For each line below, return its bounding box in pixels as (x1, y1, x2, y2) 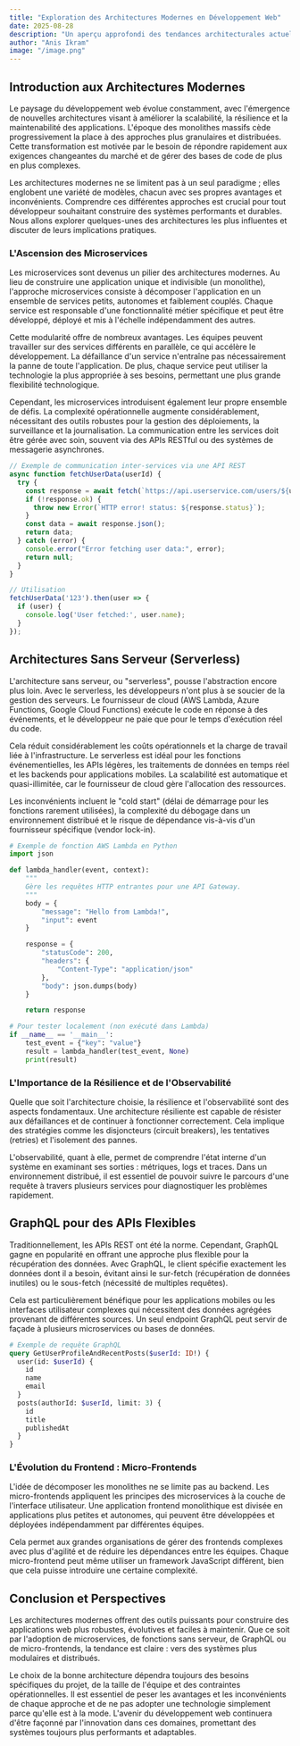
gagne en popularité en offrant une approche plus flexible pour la (9, 1249, 249, 1259)
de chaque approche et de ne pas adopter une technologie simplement (9, 1699, 271, 1709)
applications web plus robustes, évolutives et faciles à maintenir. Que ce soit (9, 1625, 290, 1635)
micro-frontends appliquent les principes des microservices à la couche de (9, 1491, 286, 1501)
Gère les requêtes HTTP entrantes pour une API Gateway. (25, 882, 242, 891)
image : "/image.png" (9, 46, 87, 55)
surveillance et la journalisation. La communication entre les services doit (9, 425, 279, 436)
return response (25, 1006, 87, 1015)
